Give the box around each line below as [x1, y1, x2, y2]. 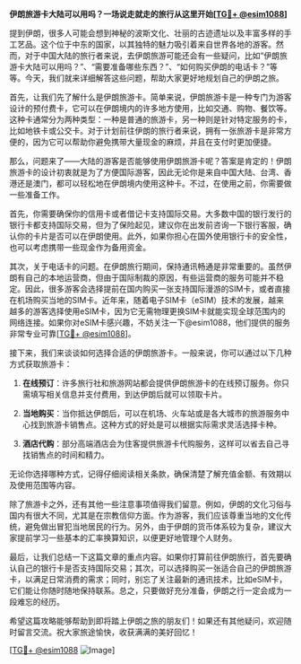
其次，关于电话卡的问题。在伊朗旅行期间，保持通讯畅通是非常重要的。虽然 [9, 261, 284, 272]
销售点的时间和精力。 [30, 450, 109, 460]
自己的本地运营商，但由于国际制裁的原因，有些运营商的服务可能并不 [24, 273, 276, 283]
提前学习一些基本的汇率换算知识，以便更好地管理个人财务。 [16, 533, 237, 543]
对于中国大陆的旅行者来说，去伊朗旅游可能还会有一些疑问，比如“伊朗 [24, 50, 280, 61]
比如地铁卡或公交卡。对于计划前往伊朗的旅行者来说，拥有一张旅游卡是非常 [9, 126, 284, 135]
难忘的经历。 [16, 597, 64, 607]
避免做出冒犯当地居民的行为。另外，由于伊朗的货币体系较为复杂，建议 [24, 521, 284, 532]
